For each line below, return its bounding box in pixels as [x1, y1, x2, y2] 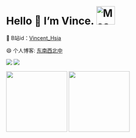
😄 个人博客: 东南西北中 [6, 47, 63, 54]
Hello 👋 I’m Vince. [6, 15, 95, 28]
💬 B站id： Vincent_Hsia [6, 34, 61, 41]
